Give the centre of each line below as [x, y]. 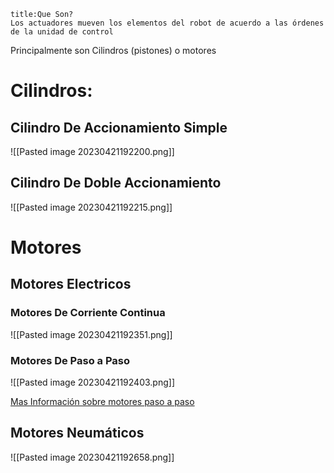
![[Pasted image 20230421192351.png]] [91, 334]
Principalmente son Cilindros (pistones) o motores [113, 50]
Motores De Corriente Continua [88, 313]
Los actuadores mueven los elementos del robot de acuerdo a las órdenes [167, 23]
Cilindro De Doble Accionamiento [116, 183]
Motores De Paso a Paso [70, 360]
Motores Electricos [71, 284]
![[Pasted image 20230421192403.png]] [92, 382]
